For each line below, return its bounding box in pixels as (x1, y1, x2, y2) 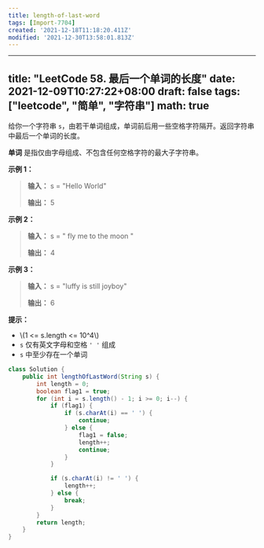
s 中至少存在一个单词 (19, 350, 88, 359)
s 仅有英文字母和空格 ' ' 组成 (19, 340, 116, 350)
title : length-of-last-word (8, 11, 101, 20)
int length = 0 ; (36, 380, 90, 388)
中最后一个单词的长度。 (8, 131, 84, 141)
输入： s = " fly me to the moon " (27, 231, 134, 241)
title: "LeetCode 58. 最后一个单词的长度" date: (8, 72, 236, 85)
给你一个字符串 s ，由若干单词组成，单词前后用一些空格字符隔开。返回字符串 (8, 121, 255, 131)
